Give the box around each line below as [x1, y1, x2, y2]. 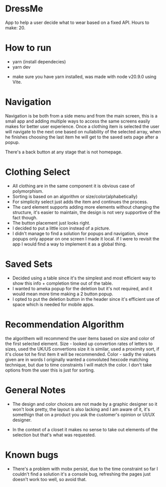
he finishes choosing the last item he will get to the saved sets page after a [5, 134, 158, 140]
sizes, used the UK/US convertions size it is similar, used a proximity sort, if [5, 346, 160, 352]
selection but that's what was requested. [12, 432, 96, 438]
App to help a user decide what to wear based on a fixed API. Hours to [5, 19, 150, 25]
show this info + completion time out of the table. [12, 280, 113, 286]
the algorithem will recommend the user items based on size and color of [5, 335, 155, 341]
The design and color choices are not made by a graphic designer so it [12, 401, 158, 407]
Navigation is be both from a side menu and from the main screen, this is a [5, 113, 158, 119]
